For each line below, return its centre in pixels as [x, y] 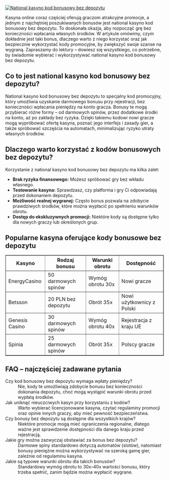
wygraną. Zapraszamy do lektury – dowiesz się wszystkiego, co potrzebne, [83, 50]
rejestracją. [29, 435]
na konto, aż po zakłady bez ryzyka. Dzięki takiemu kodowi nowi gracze [80, 117]
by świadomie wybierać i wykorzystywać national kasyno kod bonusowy [80, 55]
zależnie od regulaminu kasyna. [51, 456]
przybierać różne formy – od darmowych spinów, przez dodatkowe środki [81, 112]
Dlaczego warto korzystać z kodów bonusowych [83, 149]
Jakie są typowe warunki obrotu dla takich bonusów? [60, 461]
